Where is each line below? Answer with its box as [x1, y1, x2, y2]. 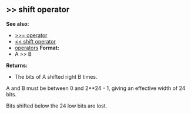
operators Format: [14, 44, 60, 51]
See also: [6, 20, 29, 27]
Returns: [6, 62, 28, 69]
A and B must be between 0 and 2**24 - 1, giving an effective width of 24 [6, 85, 186, 92]
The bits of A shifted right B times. [14, 73, 98, 80]
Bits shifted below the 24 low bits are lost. [6, 102, 108, 109]
